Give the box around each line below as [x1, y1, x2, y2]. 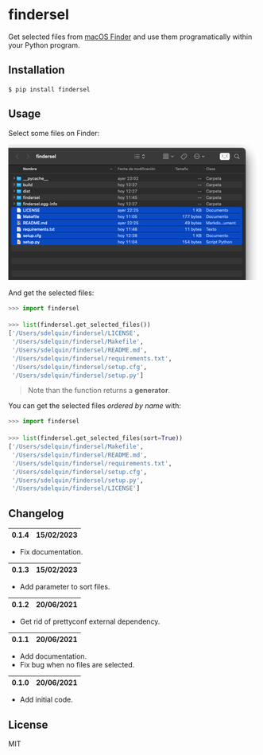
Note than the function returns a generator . [27, 386, 171, 395]
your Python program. [8, 40, 80, 49]
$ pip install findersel [8, 85, 91, 93]
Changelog [8, 507, 64, 520]
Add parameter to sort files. [19, 582, 110, 592]
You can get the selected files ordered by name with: [8, 401, 181, 411]
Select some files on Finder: [8, 128, 100, 138]
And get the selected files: [8, 288, 95, 298]
